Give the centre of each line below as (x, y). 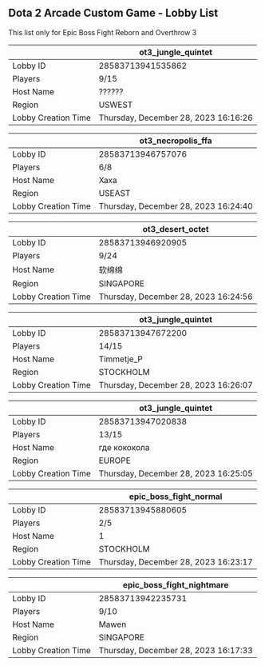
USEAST (115, 193)
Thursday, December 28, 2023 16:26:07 (176, 385)
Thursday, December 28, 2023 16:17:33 (176, 650)
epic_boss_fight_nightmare (176, 584)
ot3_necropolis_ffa (176, 141)
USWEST (116, 105)
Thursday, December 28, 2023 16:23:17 (176, 561)
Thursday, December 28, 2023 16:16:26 (176, 118)
